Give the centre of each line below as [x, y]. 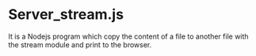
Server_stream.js [66, 15]
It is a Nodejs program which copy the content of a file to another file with [128, 36]
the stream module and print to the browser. [80, 44]
